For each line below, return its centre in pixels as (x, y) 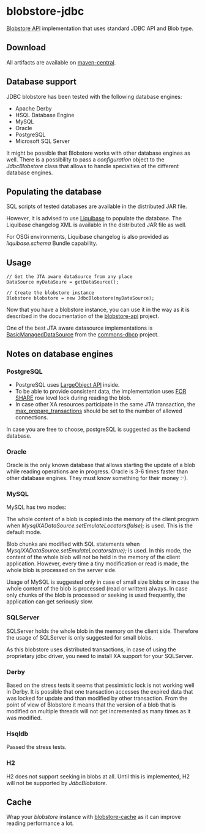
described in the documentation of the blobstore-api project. (83, 316)
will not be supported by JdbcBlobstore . (57, 783)
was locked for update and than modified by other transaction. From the (97, 699)
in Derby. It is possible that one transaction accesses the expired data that (100, 692)
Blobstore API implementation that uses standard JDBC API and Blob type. (100, 28)
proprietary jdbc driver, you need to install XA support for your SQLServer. (100, 656)
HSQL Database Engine (45, 115)
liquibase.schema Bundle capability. (52, 243)
